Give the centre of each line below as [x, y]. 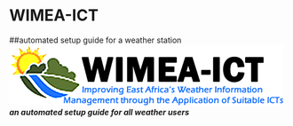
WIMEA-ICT [54, 16]
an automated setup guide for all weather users [99, 112]
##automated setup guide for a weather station [95, 40]
